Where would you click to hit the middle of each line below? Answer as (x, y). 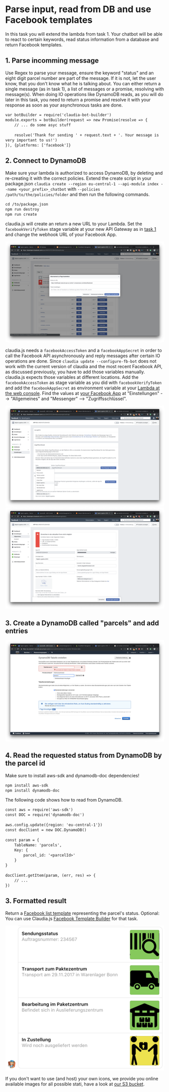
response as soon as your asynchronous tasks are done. (64, 105)
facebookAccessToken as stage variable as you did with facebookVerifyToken (83, 383)
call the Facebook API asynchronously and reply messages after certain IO (83, 356)
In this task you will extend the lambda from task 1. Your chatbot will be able (84, 34)
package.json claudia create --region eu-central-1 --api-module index (82, 183)
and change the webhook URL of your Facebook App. (61, 234)
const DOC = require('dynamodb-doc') (45, 815)
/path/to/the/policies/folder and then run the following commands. (77, 194)
